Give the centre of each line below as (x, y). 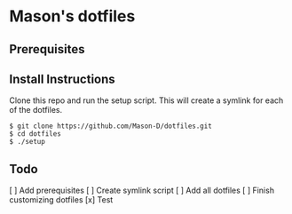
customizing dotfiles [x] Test (61, 200)
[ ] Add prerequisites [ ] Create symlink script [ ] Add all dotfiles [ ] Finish (142, 190)
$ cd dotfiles (36, 134)
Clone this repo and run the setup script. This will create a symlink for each (146, 100)
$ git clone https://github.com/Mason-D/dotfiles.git (111, 126)
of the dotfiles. (36, 110)
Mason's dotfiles (72, 16)
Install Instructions (62, 79)
